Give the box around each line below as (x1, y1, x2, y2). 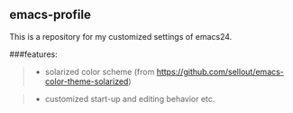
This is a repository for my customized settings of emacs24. (9, 31, 233, 42)
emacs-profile (9, 7, 92, 23)
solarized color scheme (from (44, 66, 155, 77)
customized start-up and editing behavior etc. (44, 93, 215, 104)
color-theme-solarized (44, 76, 129, 87)
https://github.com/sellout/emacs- (156, 66, 284, 77)
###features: (9, 49, 59, 60)
